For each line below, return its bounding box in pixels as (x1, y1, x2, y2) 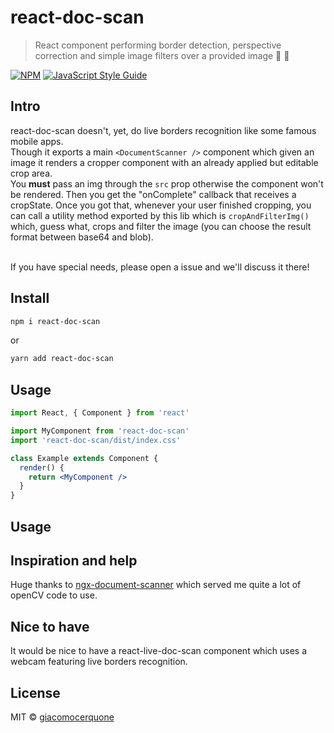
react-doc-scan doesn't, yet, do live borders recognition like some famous (10, 124, 317, 136)
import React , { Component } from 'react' (10, 408, 190, 418)
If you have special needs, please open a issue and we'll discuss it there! (10, 261, 310, 273)
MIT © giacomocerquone (10, 711, 115, 723)
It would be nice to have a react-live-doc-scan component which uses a (10, 645, 308, 657)
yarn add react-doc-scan (10, 354, 114, 364)
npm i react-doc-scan (10, 316, 101, 326)
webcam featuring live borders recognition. (10, 656, 188, 668)
